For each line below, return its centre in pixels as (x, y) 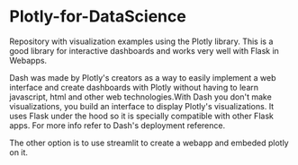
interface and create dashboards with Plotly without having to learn (134, 87)
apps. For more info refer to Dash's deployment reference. (117, 125)
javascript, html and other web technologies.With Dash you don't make (140, 97)
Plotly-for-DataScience (98, 17)
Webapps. (28, 60)
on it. (19, 152)
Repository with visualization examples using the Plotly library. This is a (141, 41)
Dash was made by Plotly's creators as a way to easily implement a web (143, 77)
